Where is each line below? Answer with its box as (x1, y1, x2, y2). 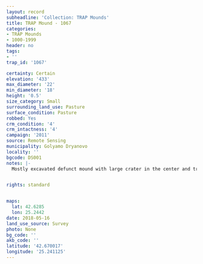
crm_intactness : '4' (6, 126, 59, 133)
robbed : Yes (6, 115, 36, 121)
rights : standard (6, 182, 50, 188)
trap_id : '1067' (6, 59, 47, 65)
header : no (6, 43, 34, 49)
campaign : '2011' (6, 132, 50, 138)
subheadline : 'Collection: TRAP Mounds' (6, 14, 110, 21)
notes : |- (6, 160, 31, 166)
